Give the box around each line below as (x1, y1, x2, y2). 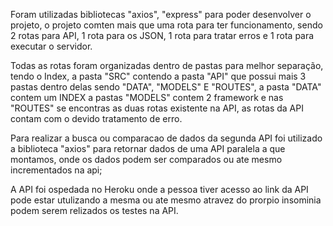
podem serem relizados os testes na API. (10, 205, 179, 216)
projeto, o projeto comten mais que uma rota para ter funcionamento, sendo (10, 19, 323, 31)
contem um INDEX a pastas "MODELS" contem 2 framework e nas (10, 92, 284, 103)
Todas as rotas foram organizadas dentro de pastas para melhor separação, (10, 60, 324, 71)
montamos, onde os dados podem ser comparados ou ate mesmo (10, 154, 283, 165)
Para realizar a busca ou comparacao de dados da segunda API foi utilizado (10, 132, 323, 144)
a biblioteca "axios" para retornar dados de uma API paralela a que (10, 143, 286, 154)
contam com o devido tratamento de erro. (10, 113, 183, 124)
